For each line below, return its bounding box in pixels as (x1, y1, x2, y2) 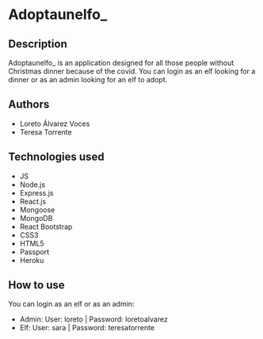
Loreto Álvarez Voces (19, 119, 90, 128)
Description (8, 37, 67, 51)
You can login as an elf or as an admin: (8, 299, 135, 309)
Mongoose (19, 204, 55, 215)
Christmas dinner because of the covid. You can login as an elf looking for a (8, 67, 256, 76)
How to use (8, 279, 65, 292)
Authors (8, 97, 50, 112)
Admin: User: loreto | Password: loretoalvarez (19, 314, 168, 324)
